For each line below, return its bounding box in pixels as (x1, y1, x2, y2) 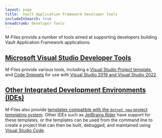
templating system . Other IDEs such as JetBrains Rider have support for (5, 112, 151, 117)
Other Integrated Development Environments (5, 86, 146, 94)
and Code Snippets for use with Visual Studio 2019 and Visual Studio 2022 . (5, 72, 158, 78)
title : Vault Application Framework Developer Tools (5, 12, 118, 17)
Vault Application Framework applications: (5, 40, 91, 46)
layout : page (5, 7, 32, 12)
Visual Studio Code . (5, 127, 45, 133)
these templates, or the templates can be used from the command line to (5, 117, 153, 123)
